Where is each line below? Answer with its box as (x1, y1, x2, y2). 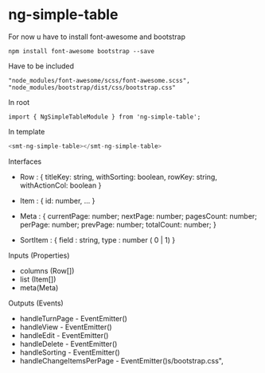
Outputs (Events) (8, 298, 64, 308)
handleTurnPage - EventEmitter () (19, 313, 127, 323)
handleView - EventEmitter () (19, 322, 113, 332)
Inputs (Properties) (8, 251, 70, 260)
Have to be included (8, 61, 74, 71)
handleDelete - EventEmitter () (19, 339, 118, 348)
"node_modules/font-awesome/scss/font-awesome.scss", (8, 76, 191, 84)
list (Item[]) (19, 274, 57, 284)
